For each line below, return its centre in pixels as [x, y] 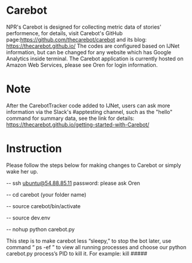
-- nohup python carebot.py [41, 229]
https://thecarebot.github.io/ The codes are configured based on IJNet [93, 46]
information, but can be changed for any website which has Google [89, 52]
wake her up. [22, 171]
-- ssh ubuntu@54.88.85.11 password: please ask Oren [73, 183]
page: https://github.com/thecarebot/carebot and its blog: [77, 39]
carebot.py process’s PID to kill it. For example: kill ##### [77, 253]
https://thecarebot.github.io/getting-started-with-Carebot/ [78, 124]
